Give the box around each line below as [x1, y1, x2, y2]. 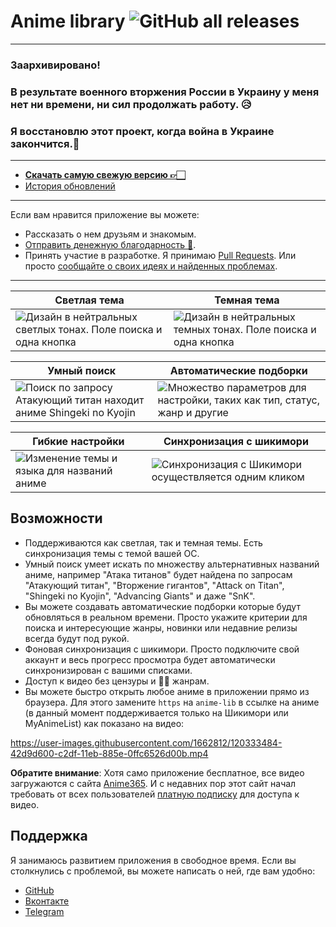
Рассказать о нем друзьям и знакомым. [24, 228, 197, 240]
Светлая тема [54, 293, 125, 307]
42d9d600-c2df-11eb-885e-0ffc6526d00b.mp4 [10, 747, 209, 759]
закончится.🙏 [10, 136, 80, 150]
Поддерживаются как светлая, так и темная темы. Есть [24, 536, 263, 549]
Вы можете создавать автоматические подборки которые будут [24, 600, 301, 612]
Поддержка [10, 828, 88, 845]
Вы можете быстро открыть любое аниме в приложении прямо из [24, 685, 310, 697]
